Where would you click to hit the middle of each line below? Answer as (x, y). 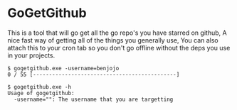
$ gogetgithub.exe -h (39, 87)
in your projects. (31, 55)
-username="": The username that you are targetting (94, 99)
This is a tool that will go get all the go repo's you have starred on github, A (117, 33)
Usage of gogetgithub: (41, 93)
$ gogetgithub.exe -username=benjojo (63, 68)
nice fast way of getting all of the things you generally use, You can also (113, 40)
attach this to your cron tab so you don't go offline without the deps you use (119, 48)
